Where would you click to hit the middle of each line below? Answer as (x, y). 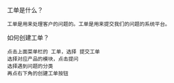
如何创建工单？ (28, 37)
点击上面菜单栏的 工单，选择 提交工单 (54, 52)
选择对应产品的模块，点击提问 (43, 59)
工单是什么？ (25, 10)
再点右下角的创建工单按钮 (38, 73)
